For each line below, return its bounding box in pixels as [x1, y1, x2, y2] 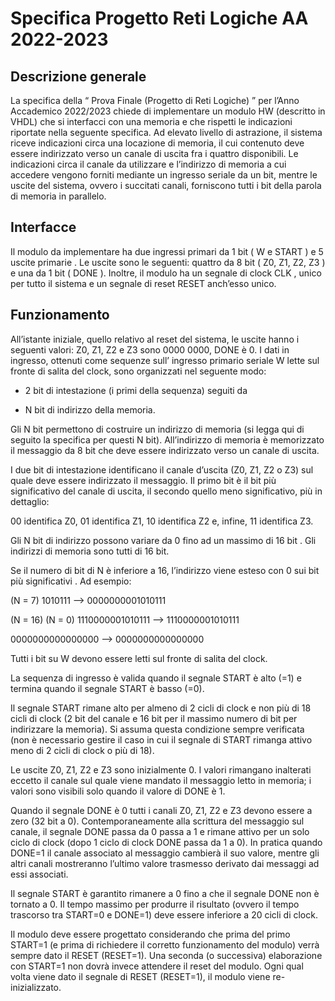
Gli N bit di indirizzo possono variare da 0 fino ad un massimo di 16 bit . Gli [10, 534, 317, 546]
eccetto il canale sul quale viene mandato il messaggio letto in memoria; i [10, 774, 312, 786]
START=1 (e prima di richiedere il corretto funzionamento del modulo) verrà [10, 938, 320, 951]
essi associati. [10, 868, 69, 880]
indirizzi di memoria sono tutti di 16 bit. [10, 545, 170, 557]
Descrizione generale [10, 68, 147, 85]
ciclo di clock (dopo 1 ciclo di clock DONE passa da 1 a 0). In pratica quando [10, 836, 323, 848]
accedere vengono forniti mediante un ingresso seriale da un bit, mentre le [10, 169, 318, 181]
